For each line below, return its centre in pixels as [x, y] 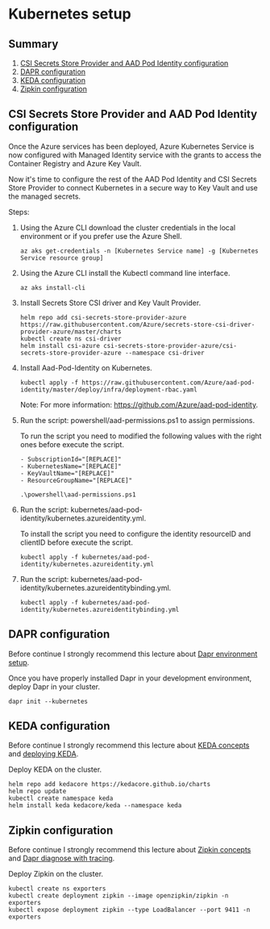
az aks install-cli [53, 287]
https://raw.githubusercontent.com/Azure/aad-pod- [168, 383]
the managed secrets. [45, 196]
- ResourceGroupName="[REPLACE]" [76, 480]
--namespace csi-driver [164, 353]
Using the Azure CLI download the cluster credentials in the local [128, 228]
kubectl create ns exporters [57, 889]
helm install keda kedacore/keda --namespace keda [95, 806]
